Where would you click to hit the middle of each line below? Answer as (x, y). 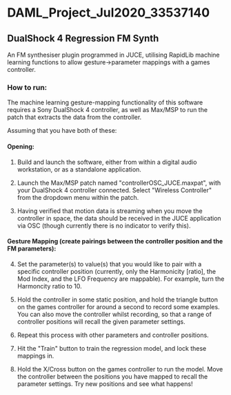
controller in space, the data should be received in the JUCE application (119, 218)
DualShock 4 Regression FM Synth (83, 38)
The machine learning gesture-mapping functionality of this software (105, 102)
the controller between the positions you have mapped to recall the (112, 376)
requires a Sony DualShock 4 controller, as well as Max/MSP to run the (108, 110)
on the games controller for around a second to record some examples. (118, 306)
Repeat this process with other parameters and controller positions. (113, 335)
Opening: (21, 146)
